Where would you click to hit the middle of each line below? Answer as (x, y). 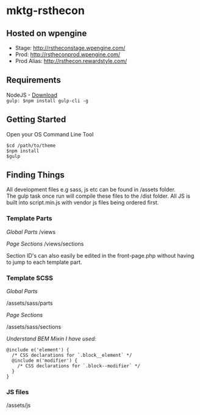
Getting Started (36, 120)
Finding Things (36, 175)
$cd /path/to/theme (31, 145)
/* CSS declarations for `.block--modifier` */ (79, 366)
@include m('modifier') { (45, 361)
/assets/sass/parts (30, 303)
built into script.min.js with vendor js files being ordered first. (83, 203)
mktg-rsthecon (46, 11)
